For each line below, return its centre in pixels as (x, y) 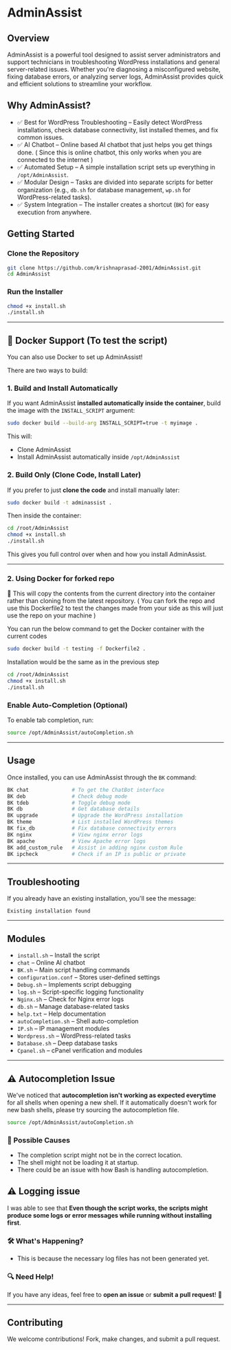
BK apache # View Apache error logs (77, 841)
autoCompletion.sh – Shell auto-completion (78, 1021)
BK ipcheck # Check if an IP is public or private (97, 854)
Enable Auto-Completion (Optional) (68, 705)
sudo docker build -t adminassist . (59, 502)
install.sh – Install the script (58, 955)
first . (14, 1223)
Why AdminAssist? (49, 106)
